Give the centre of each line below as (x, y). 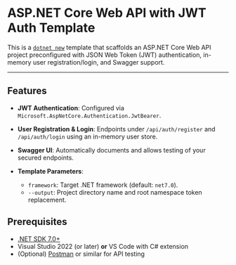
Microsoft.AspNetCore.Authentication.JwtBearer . (89, 115)
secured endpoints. (45, 157)
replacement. (47, 200)
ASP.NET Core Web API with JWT (107, 13)
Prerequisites (37, 222)
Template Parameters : (51, 171)
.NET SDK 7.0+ (39, 239)
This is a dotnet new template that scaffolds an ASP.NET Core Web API (110, 47)
